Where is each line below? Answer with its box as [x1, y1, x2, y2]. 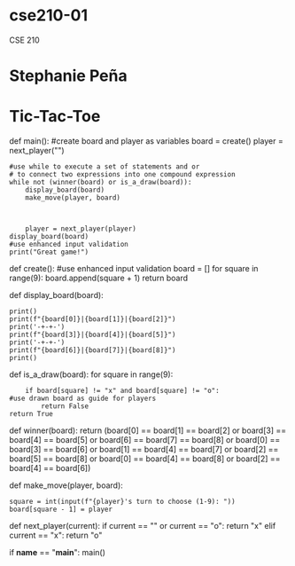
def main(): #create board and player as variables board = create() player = [9, 136, 283, 146]
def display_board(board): [9, 290, 104, 301]
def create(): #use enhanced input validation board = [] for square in [9, 263, 259, 274]
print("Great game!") [9, 248, 89, 257]
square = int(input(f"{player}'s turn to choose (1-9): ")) [9, 498, 237, 507]
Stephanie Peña [9, 66, 128, 86]
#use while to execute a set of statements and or [9, 162, 200, 171]
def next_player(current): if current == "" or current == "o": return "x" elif [9, 521, 276, 531]
